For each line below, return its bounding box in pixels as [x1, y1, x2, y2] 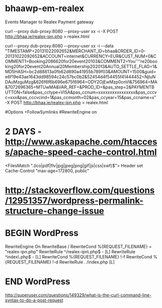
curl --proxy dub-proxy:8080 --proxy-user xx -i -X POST [5, 28, 118, 34]
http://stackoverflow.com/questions [5, 185, 155, 196]
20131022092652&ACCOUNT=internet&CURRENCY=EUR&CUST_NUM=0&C [5, 53, 157, 59]
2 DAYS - [5, 126, 42, 137]
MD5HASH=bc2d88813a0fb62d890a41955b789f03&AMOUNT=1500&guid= [5, 68, 156, 74]
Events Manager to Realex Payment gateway [5, 19, 94, 25]
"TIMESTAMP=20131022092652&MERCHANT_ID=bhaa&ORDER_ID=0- [5, 48, 146, 54]
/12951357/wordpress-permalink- [5, 195, 144, 206]
